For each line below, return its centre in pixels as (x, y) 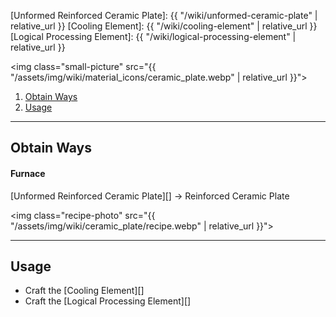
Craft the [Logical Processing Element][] (108, 301)
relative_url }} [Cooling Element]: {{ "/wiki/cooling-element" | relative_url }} (164, 26)
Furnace (28, 173)
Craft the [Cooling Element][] (84, 291)
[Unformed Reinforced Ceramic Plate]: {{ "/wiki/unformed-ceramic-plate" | (164, 15)
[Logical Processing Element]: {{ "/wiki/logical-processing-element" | (153, 36)
